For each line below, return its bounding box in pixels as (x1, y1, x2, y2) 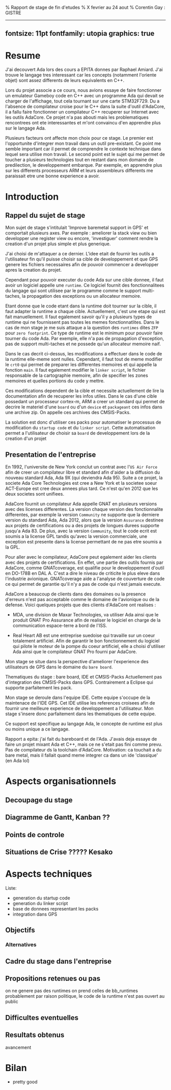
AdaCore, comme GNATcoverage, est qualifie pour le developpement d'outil (5, 565, 164, 571)
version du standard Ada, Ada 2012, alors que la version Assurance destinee (5, 517, 164, 523)
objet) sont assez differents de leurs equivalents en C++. (5, 77, 125, 84)
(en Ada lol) (5, 758, 30, 764)
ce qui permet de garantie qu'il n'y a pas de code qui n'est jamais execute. (5, 581, 162, 587)
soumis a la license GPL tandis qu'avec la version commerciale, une (5, 533, 148, 539)
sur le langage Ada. (5, 125, 46, 132)
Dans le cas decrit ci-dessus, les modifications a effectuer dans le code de (5, 351, 162, 357)
